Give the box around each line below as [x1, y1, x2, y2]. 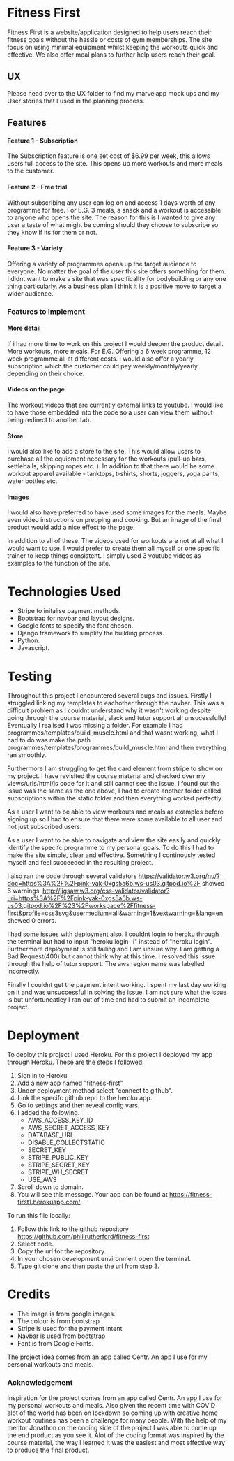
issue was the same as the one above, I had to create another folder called [7, 786, 221, 795]
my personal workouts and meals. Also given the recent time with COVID [7, 1401, 216, 1409]
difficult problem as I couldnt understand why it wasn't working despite [7, 706, 212, 714]
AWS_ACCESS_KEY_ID [27, 1116, 93, 1125]
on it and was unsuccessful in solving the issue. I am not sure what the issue [7, 988, 227, 997]
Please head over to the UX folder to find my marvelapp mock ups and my [7, 89, 219, 97]
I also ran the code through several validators [7, 872, 137, 880]
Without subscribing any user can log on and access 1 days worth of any [7, 198, 216, 207]
